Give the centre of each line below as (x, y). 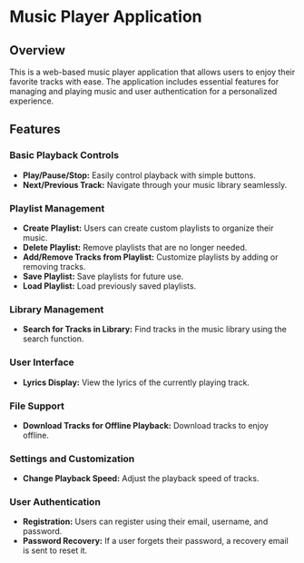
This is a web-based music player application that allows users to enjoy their (152, 72)
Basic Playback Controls (64, 155)
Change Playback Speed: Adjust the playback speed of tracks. (141, 479)
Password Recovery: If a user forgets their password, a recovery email (155, 541)
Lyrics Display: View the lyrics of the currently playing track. (136, 382)
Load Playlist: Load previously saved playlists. (109, 286)
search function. (53, 339)
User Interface (42, 362)
